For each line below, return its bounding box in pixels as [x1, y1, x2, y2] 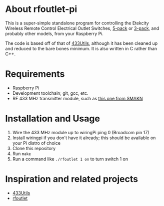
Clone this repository [12, 145, 56, 151]
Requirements [5, 68, 65, 80]
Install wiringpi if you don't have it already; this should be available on [12, 135, 156, 141]
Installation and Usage [5, 113, 100, 124]
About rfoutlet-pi [5, 3, 77, 15]
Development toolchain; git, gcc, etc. [12, 90, 88, 96]
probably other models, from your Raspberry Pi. [5, 30, 104, 36]
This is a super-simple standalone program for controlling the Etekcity [5, 20, 149, 26]
